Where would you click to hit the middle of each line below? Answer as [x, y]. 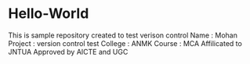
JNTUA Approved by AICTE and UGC [68, 52]
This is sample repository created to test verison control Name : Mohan [123, 35]
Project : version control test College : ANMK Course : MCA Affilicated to [125, 43]
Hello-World [49, 14]
